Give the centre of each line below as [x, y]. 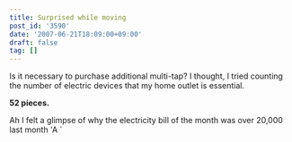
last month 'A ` [36, 129]
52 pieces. [29, 103]
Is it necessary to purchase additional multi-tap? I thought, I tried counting [146, 76]
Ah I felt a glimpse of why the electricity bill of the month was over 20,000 [146, 121]
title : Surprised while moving [68, 17]
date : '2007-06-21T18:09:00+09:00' [76, 34]
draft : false [34, 42]
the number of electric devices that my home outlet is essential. [127, 86]
